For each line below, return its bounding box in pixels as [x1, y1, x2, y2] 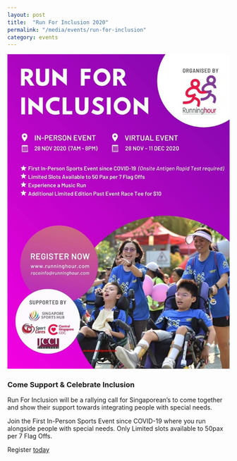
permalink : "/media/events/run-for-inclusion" [7, 26, 147, 33]
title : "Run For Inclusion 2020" [7, 18, 109, 26]
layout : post [7, 11, 46, 18]
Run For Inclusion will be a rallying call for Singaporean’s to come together [7, 395, 223, 405]
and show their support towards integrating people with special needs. [7, 403, 213, 412]
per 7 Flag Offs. [7, 432, 53, 441]
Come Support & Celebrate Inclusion [7, 379, 135, 389]
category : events [7, 34, 59, 41]
